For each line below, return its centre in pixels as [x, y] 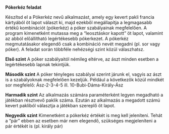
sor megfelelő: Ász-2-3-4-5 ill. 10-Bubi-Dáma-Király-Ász [64, 85]
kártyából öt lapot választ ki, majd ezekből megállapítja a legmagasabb [79, 23]
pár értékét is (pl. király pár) [34, 126]
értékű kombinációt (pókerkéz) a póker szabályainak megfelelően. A [76, 28]
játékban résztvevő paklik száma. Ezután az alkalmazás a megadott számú [83, 100]
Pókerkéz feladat [23, 7]
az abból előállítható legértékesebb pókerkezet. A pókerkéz [67, 38]
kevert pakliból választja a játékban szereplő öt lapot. [60, 105]
